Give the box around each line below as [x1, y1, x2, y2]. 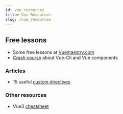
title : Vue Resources [5, 12, 52, 17]
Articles [5, 67, 26, 74]
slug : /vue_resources [5, 17, 52, 22]
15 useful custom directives [12, 79, 70, 85]
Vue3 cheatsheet [12, 103, 49, 109]
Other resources [5, 92, 47, 99]
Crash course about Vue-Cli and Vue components [12, 54, 118, 61]
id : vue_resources [5, 7, 44, 13]
